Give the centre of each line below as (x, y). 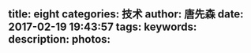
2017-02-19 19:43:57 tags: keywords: (103, 27)
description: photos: (60, 39)
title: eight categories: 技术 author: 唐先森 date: (126, 14)
